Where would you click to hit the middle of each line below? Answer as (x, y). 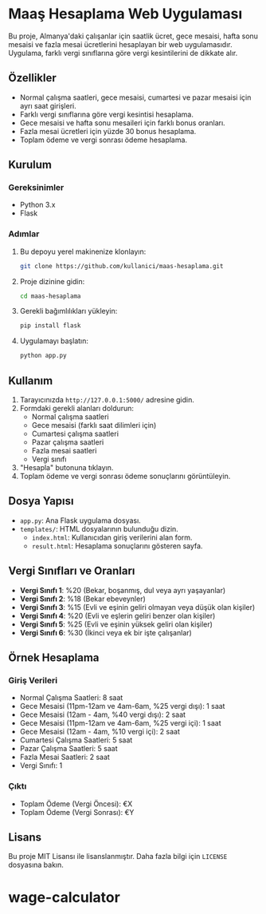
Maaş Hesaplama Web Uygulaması (125, 14)
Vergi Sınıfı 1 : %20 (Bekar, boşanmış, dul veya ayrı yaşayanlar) (123, 590)
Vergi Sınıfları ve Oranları (72, 571)
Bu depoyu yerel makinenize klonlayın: (83, 251)
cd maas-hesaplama (50, 296)
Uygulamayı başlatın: (54, 341)
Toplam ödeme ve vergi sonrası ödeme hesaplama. (104, 140)
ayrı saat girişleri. (48, 105)
